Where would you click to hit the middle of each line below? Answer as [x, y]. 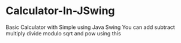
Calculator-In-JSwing [60, 11]
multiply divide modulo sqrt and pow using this [63, 33]
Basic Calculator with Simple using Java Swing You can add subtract [90, 27]
